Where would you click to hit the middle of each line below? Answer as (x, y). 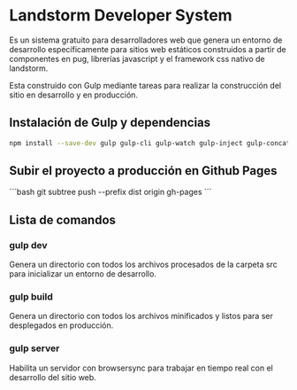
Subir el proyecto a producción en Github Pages (143, 171)
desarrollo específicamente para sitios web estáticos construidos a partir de (148, 49)
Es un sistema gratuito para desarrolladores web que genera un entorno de (146, 40)
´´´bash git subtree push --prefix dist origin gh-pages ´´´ (110, 192)
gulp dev (28, 245)
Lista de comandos (63, 219)
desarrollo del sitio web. (53, 377)
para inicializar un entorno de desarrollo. (83, 274)
